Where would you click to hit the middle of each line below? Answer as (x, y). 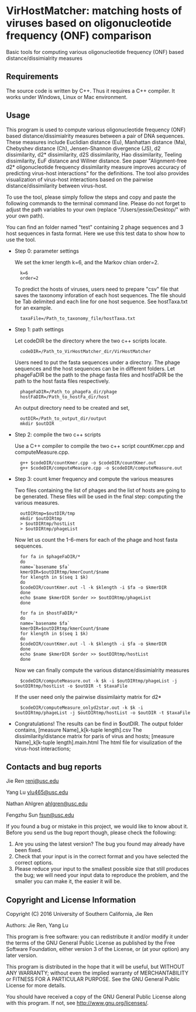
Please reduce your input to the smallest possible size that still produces (102, 869)
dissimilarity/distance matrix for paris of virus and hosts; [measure (94, 736)
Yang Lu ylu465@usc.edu (37, 792)
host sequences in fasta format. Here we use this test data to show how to (96, 233)
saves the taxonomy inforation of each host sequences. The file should (100, 295)
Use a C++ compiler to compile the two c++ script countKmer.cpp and (99, 446)
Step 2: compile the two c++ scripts (58, 434)
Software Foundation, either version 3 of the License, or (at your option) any (98, 949)
